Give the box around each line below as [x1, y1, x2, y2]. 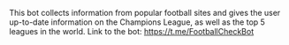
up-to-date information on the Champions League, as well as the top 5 [9, 17, 265, 27]
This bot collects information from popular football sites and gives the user [9, 8, 281, 18]
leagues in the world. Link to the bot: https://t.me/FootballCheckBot [9, 26, 255, 36]
